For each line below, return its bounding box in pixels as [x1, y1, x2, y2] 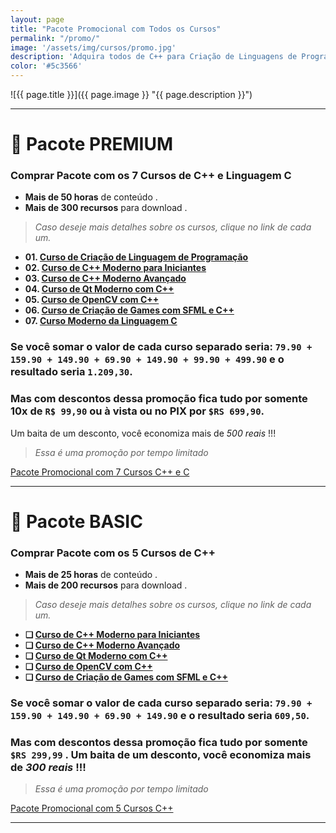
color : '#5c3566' [10, 61, 83, 71]
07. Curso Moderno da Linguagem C [24, 315, 178, 327]
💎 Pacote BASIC [10, 510, 143, 533]
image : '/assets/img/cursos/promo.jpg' [10, 42, 177, 53]
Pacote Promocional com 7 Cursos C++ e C [10, 466, 190, 478]
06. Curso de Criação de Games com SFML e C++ [24, 304, 235, 316]
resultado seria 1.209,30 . [10, 365, 133, 379]
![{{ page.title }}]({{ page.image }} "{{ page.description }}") [10, 89, 253, 100]
